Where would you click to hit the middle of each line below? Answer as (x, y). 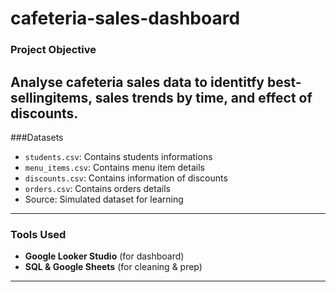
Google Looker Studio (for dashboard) (104, 256)
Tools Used (38, 234)
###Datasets (37, 137)
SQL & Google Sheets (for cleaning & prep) (113, 267)
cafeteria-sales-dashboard (125, 18)
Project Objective (53, 50)
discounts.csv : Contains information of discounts (126, 178)
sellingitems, (51, 97)
